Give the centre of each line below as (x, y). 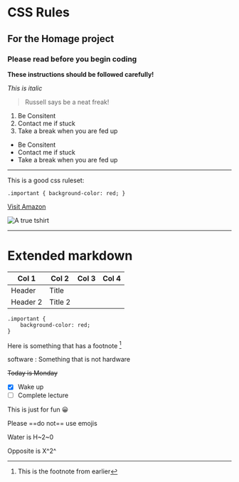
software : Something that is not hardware (69, 360)
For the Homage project (61, 39)
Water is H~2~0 (31, 437)
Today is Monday (33, 373)
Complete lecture (43, 395)
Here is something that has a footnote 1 (65, 345)
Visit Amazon (27, 206)
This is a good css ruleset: (46, 180)
